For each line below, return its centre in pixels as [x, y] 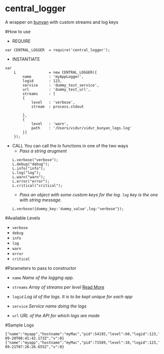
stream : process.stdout [57, 106]
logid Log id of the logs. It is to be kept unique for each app [72, 296]
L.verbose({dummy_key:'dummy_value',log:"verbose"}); [68, 209]
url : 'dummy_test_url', [57, 89]
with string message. [41, 200]
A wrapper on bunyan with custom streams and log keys [62, 22]
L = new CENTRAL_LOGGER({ [55, 72]
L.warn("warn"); [29, 177]
